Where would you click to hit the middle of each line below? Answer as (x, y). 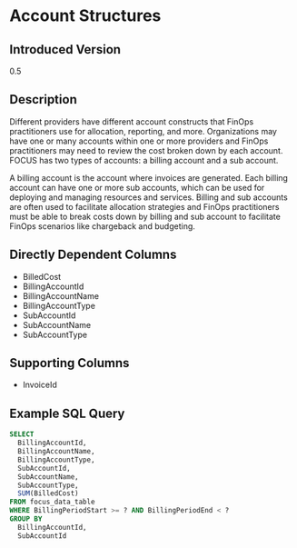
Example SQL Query (67, 413)
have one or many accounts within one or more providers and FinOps (139, 141)
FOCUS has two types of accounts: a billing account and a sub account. (144, 160)
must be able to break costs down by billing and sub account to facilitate (145, 216)
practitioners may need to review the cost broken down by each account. (146, 150)
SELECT (22, 434)
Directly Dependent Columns (93, 255)
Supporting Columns (69, 363)
